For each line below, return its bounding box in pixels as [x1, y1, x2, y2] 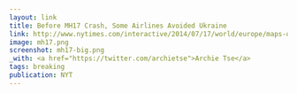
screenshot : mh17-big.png [9, 46, 104, 55]
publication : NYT [9, 71, 73, 80]
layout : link [9, 12, 57, 22]
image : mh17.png [9, 37, 69, 47]
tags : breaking [9, 63, 65, 72]
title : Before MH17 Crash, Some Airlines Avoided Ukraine [9, 21, 227, 30]
